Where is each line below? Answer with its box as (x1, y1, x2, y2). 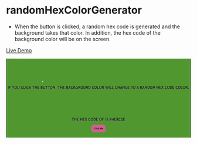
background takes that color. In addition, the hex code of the (14, 29, 161, 36)
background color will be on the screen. (14, 35, 111, 42)
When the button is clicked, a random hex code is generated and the (14, 23, 181, 30)
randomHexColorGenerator (6, 4, 142, 17)
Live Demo (6, 46, 32, 53)
